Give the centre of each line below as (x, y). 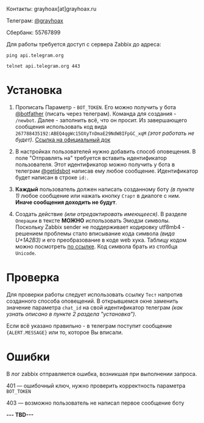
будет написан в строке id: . (52, 177)
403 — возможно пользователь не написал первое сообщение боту (95, 403)
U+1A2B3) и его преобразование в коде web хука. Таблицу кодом (101, 240)
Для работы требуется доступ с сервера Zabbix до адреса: (84, 44)
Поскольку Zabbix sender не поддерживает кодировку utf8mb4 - (100, 227)
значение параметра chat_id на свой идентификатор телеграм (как (95, 307)
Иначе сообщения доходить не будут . (66, 202)
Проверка (33, 278)
